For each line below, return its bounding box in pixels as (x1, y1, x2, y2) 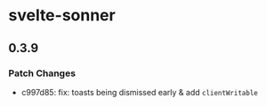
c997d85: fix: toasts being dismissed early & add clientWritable (20, 87, 259, 97)
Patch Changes (8, 67, 77, 79)
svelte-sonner (8, 5, 117, 26)
